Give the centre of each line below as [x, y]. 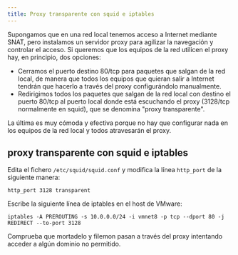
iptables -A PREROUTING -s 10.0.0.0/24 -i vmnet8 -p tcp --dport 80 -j [116, 217]
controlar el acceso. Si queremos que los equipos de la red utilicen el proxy [118, 49]
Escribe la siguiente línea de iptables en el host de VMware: [95, 204]
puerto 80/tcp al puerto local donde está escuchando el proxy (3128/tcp [124, 101]
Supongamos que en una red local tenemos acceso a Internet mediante [112, 34]
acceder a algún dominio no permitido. [64, 244]
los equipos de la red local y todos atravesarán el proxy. [89, 130]
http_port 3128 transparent [49, 191]
